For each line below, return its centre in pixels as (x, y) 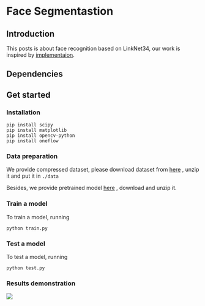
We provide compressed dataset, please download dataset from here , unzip (103, 170)
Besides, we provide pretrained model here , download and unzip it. (91, 188)
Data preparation (32, 156)
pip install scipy (30, 125)
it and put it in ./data (33, 176)
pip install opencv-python (41, 136)
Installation (24, 112)
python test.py (26, 268)
